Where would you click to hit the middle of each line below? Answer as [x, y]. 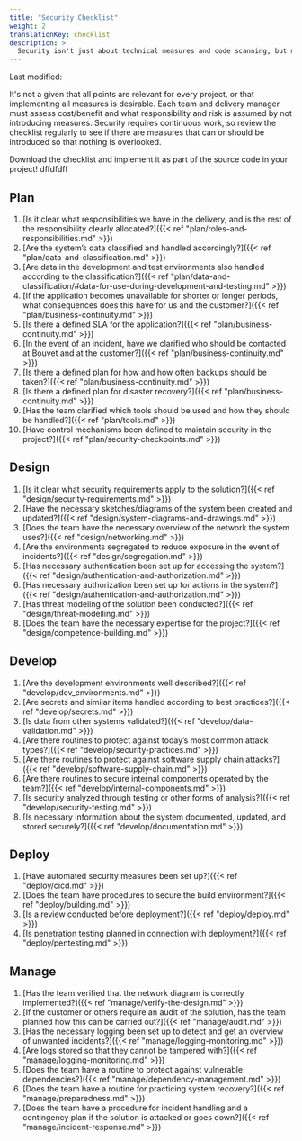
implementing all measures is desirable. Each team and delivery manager [145, 104]
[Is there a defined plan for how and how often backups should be [145, 372]
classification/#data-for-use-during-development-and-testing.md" [146, 285]
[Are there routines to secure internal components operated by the [145, 778]
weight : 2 [28, 26]
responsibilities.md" [59, 238]
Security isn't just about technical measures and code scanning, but [152, 51]
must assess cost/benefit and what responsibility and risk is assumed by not [151, 113]
